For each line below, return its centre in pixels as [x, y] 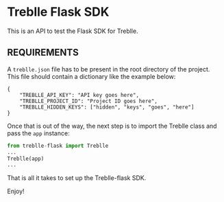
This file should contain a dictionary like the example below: [91, 76]
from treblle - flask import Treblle [58, 146]
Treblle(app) [26, 159]
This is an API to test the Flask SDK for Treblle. [73, 31]
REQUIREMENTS [43, 53]
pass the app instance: [38, 133]
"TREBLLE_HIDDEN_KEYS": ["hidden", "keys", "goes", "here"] [107, 107]
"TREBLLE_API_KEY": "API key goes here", [79, 95]
